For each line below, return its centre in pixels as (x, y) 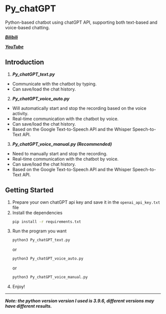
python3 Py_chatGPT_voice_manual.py (50, 277)
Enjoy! (19, 287)
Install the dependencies (37, 213)
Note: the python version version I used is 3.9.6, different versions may (80, 301)
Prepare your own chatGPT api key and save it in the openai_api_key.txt (86, 202)
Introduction (25, 62)
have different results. (29, 306)
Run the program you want (39, 231)
